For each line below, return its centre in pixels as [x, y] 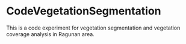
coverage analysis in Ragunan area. [50, 34]
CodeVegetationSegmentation [84, 11]
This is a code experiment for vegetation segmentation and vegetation [93, 28]
